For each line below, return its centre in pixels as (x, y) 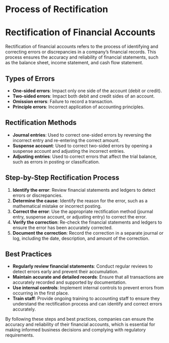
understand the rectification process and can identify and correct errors (87, 304)
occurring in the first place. (41, 293)
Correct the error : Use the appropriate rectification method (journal (83, 211)
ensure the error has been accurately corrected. (63, 227)
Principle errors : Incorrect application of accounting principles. (78, 107)
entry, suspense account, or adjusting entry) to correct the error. (80, 217)
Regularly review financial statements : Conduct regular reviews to (82, 266)
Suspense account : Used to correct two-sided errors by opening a (82, 146)
